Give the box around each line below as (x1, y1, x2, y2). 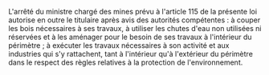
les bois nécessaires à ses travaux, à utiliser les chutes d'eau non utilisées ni (8, 24, 262, 33)
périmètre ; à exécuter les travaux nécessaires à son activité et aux (8, 41, 230, 50)
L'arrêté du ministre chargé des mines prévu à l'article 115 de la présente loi (8, 7, 258, 16)
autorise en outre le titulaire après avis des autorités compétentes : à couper (8, 15, 261, 25)
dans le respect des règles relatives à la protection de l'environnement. (8, 57, 243, 67)
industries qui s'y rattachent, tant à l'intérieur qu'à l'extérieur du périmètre (8, 49, 253, 58)
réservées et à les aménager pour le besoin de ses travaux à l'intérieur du (8, 32, 252, 41)
